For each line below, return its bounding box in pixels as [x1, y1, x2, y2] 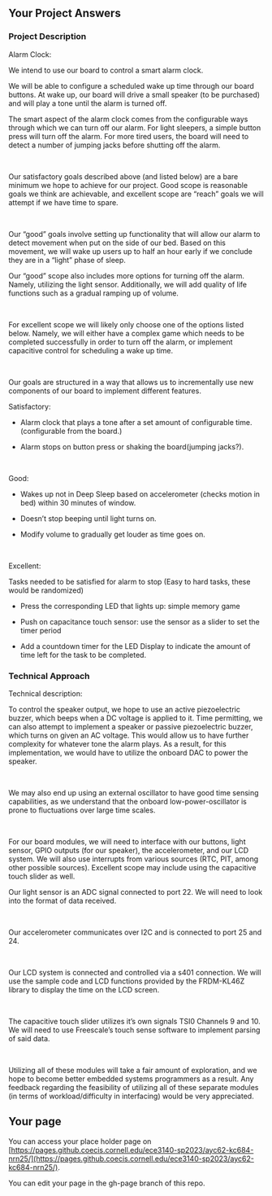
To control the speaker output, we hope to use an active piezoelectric [8, 704, 241, 714]
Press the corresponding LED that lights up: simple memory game [19, 601, 241, 611]
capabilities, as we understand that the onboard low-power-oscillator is [8, 796, 248, 806]
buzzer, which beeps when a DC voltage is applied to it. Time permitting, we [8, 712, 264, 723]
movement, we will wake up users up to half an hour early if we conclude [8, 246, 253, 256]
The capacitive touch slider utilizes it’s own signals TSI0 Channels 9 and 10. [8, 1016, 261, 1026]
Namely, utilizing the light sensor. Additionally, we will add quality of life [8, 279, 248, 289]
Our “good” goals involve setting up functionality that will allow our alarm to [8, 229, 261, 239]
